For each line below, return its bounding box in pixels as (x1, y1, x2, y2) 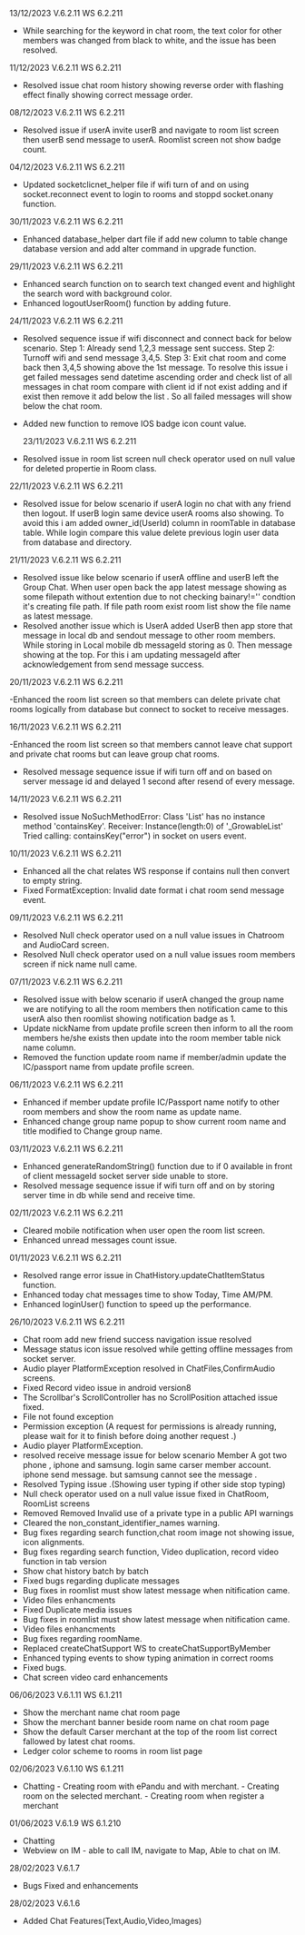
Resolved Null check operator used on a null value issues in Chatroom (22, 930, 285, 940)
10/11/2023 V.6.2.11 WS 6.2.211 (9, 848, 122, 858)
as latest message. (22, 610, 93, 621)
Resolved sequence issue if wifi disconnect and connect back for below (22, 333, 292, 343)
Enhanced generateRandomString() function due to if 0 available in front (22, 1161, 293, 1171)
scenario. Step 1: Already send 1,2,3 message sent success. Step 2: (22, 342, 275, 353)
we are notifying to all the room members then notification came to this (22, 1004, 289, 1014)
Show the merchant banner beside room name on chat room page (22, 1717, 270, 1727)
